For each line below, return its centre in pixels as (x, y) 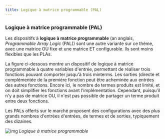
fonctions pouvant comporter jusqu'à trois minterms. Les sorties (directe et (82, 74)
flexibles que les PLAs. (28, 54)
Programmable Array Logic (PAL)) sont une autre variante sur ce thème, (79, 43)
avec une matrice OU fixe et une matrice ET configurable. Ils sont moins (79, 48)
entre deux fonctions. (27, 101)
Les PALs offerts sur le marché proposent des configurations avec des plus (82, 110)
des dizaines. (19, 121)
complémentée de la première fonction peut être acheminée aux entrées (80, 79)
